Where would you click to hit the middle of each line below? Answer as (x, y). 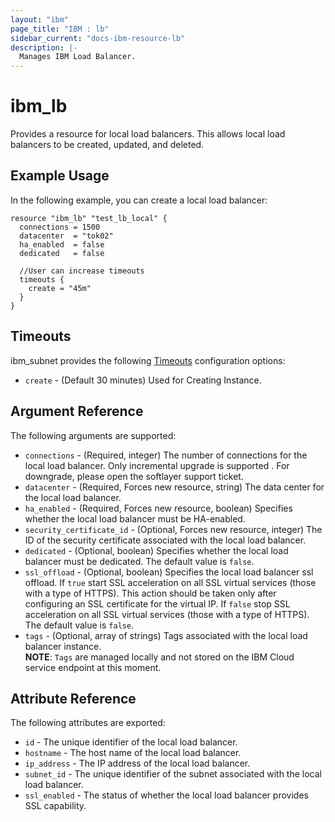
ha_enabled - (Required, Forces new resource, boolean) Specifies (158, 508)
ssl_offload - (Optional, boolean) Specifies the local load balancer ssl (169, 572)
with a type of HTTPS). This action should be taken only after (150, 593)
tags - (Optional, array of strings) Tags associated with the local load (166, 635)
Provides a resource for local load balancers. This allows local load (148, 134)
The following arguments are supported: (93, 435)
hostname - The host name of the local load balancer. (133, 753)
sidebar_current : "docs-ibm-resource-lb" (98, 38)
